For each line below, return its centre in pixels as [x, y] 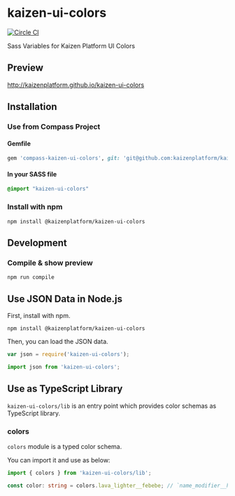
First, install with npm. [39, 316]
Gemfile [19, 143]
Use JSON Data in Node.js [65, 299]
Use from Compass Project [54, 127]
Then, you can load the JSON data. [58, 342]
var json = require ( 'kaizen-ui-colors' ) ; [69, 354]
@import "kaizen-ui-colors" [48, 189]
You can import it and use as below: [59, 460]
